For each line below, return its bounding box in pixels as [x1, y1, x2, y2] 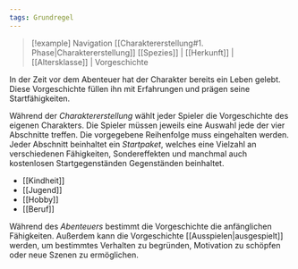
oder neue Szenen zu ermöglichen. [9, 249, 139, 260]
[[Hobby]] [21, 194, 59, 205]
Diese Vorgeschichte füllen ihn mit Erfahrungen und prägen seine [9, 83, 251, 94]
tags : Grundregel [9, 13, 74, 22]
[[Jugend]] [21, 184, 63, 195]
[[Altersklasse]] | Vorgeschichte [30, 56, 149, 67]
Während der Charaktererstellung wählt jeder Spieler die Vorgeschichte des [9, 110, 289, 121]
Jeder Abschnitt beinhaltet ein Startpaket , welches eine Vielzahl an [9, 139, 257, 149]
